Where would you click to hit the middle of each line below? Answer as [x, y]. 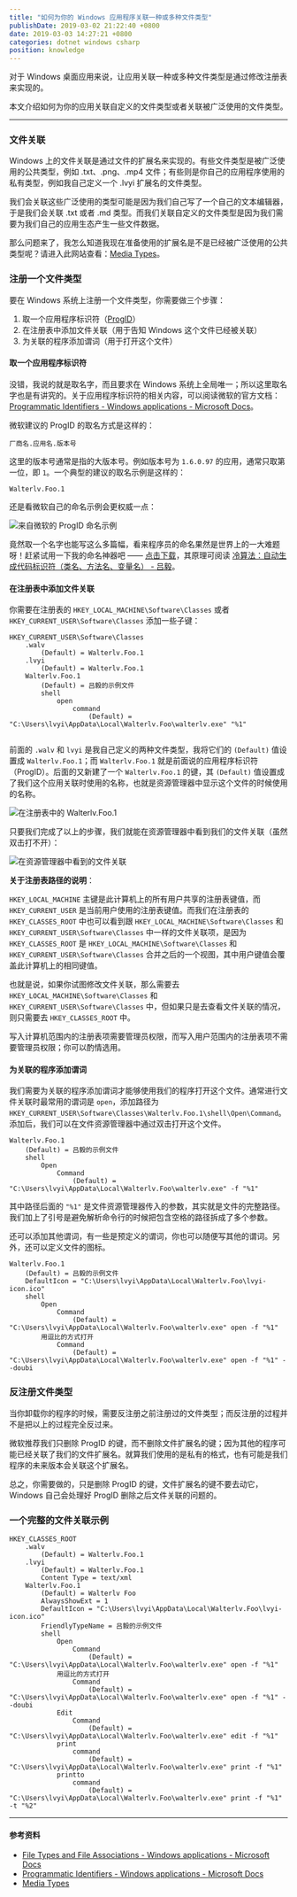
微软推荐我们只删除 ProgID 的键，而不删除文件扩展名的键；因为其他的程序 [144, 1443]
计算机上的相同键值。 [63, 965]
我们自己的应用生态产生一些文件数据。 [94, 224]
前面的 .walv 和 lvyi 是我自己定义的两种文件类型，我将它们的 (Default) [139, 750]
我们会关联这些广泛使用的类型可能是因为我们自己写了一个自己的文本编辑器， [148, 202]
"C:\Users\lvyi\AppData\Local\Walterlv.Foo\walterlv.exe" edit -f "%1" [144, 1736]
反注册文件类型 [41, 1392]
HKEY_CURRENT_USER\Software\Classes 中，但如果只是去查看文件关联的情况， [147, 1007]
